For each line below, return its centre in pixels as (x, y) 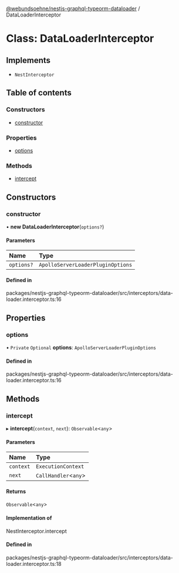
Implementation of (29, 518)
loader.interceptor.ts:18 (34, 564)
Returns (16, 491)
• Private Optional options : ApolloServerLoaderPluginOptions (81, 347)
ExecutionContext (60, 467)
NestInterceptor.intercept (36, 531)
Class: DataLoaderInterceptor (80, 39)
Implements (28, 60)
